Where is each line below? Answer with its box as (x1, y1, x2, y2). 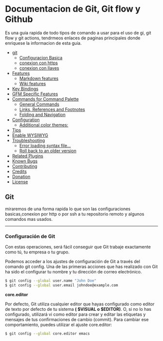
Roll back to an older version (19, 147, 77, 154)
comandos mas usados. (5, 216, 53, 222)
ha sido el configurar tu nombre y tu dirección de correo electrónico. (5, 269, 142, 275)
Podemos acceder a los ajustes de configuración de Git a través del (5, 259, 141, 265)
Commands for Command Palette (12, 96, 79, 102)
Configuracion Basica (19, 54, 63, 60)
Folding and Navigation (19, 111, 66, 117)
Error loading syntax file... (19, 143, 71, 148)
